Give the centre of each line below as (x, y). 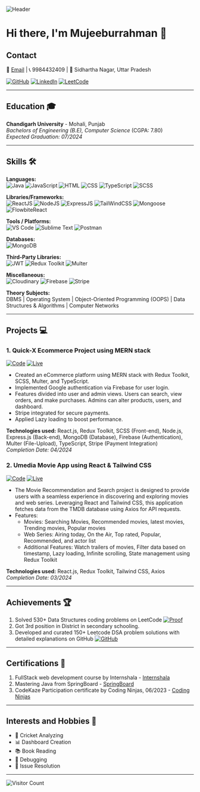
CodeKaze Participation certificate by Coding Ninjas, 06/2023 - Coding (102, 690)
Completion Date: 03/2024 (39, 577)
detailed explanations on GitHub (54, 639)
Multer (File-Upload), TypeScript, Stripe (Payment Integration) (82, 444)
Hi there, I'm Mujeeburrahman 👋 (87, 33)
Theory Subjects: (28, 293)
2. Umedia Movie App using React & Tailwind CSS (79, 465)
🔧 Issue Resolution (37, 766)
